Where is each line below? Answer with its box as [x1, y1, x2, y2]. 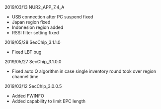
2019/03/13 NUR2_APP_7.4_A [4, 4, 65, 10]
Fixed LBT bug [11, 49, 42, 55]
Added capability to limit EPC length [11, 98, 85, 104]
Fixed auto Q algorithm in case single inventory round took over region [11, 68, 157, 74]
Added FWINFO [11, 93, 44, 99]
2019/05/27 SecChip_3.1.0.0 [4, 59, 62, 64]
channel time [11, 74, 39, 79]
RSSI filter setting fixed [11, 30, 59, 35]
